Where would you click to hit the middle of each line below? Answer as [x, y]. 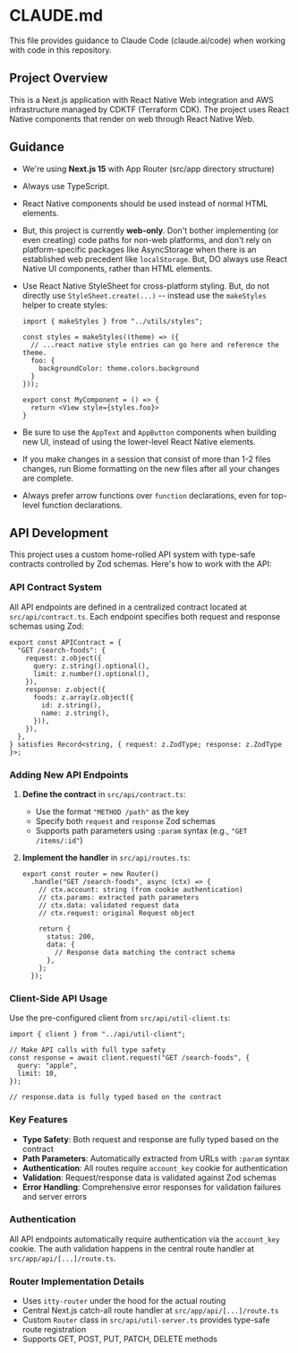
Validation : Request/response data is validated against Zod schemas [149, 1177]
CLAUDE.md [56, 16]
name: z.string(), [76, 713]
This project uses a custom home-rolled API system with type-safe [132, 555]
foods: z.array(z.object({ [83, 697]
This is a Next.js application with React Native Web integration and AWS [142, 100]
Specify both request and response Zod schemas [126, 820]
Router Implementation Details [77, 1281]
